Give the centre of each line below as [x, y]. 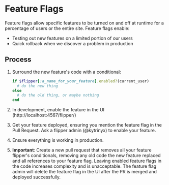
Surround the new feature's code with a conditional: [66, 72]
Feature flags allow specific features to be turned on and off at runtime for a [84, 23]
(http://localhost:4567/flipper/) [44, 115]
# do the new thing [37, 86]
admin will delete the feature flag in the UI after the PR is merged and [84, 172]
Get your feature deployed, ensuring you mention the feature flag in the [87, 125]
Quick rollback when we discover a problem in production [73, 43]
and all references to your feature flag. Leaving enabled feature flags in [87, 161]
